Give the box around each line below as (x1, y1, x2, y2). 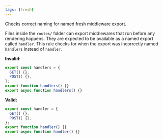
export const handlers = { (5, 65, 60, 70)
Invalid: (5, 55, 21, 62)
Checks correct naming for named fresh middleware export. (5, 21, 127, 27)
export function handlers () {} (5, 83, 69, 89)
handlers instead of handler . (5, 46, 62, 52)
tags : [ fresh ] (5, 7, 34, 12)
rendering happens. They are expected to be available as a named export (5, 35, 154, 41)
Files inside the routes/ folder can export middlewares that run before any (5, 30, 155, 36)
